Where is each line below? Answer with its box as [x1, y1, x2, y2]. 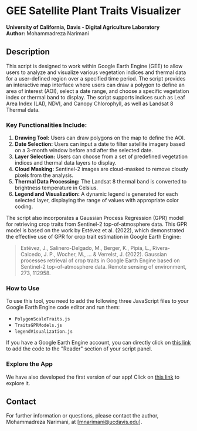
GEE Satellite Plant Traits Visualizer [6, 4, 181, 18]
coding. [14, 203, 33, 210]
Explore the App [6, 360, 53, 368]
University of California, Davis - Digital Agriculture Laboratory [6, 24, 160, 31]
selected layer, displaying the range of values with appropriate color [14, 197, 179, 204]
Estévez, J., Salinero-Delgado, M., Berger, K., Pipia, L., [20, 245, 151, 252]
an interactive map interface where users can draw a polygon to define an [6, 81, 185, 88]
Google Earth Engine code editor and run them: [6, 304, 120, 311]
